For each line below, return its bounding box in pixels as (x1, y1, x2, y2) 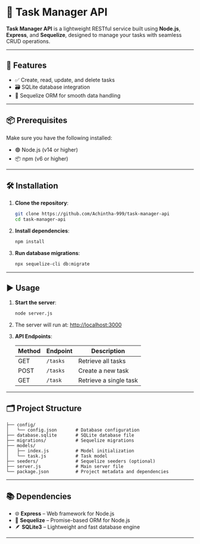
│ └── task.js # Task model (6, 453, 108, 460)
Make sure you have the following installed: (6, 134, 112, 141)
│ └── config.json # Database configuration (6, 427, 140, 433)
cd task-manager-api (14, 216, 66, 222)
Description (91, 347, 125, 355)
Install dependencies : (14, 227, 70, 234)
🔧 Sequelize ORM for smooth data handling (14, 92, 121, 99)
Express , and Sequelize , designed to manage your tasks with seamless (6, 31, 182, 38)
